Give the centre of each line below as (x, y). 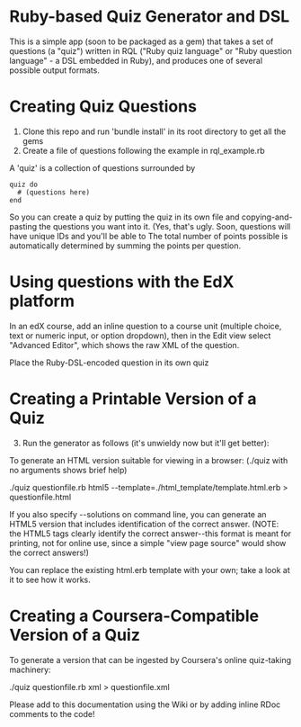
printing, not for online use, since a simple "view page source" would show (148, 543)
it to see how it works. (50, 579)
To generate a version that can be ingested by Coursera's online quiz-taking (150, 660)
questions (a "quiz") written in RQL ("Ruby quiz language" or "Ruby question (150, 50)
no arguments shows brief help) (68, 470)
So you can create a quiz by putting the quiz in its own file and (124, 217)
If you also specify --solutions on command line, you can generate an (138, 514)
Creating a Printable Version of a (133, 399)
